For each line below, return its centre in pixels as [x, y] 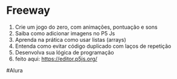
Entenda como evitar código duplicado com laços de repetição [93, 46]
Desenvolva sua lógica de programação [64, 52]
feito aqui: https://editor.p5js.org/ [56, 59]
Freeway [28, 10]
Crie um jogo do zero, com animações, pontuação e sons [86, 27]
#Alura [14, 70]
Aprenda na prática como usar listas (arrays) [71, 39]
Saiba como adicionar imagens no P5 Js [65, 33]
